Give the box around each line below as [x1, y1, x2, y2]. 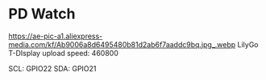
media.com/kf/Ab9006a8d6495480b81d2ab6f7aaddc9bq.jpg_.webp [8, 39, 236, 49]
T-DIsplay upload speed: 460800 [8, 48, 118, 58]
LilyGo [237, 39, 260, 49]
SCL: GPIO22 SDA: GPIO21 [8, 63, 97, 73]
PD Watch [8, 5, 76, 23]
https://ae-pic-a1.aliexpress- [8, 31, 103, 41]
